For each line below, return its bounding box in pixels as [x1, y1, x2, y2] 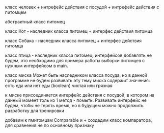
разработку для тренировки [5, 108, 64, 113]
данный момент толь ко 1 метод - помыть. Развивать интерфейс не [5, 97, 147, 103]
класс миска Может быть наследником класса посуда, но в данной [5, 72, 147, 78]
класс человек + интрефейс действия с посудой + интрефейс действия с [5, 4, 160, 10]
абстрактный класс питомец [5, 19, 65, 24]
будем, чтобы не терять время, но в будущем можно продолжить [5, 103, 144, 108]
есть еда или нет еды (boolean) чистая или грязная [5, 83, 113, 89]
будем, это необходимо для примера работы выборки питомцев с [5, 58, 145, 63]
